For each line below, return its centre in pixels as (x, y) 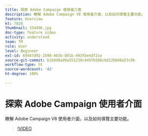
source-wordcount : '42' (30, 69)
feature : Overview (24, 19)
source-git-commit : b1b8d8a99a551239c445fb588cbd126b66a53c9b (70, 60)
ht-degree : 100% (22, 74)
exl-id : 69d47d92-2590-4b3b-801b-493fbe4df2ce (54, 55)
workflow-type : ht (24, 65)
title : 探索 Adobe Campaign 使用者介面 (43, 10)
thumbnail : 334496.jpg (28, 28)
